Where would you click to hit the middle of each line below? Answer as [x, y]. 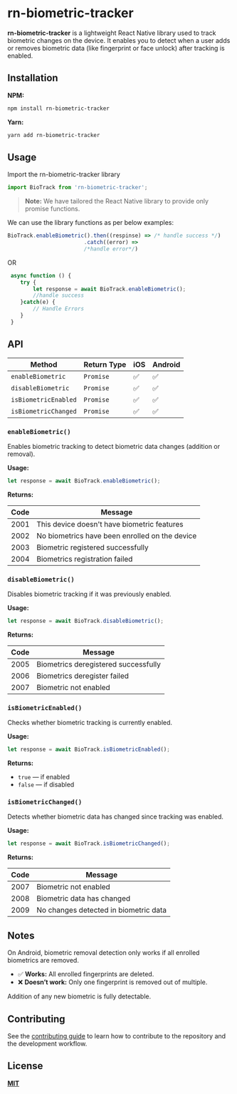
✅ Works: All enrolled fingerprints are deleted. [86, 974]
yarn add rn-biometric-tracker [54, 135]
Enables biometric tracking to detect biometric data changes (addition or [114, 446]
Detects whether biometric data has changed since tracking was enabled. [116, 817]
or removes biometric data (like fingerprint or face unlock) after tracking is [116, 48]
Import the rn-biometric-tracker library [64, 174]
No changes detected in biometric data [102, 910]
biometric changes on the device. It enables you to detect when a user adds [119, 40]
